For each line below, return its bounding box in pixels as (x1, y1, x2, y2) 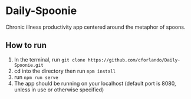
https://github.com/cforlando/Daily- (87, 57, 180, 63)
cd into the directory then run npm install (14, 67, 116, 74)
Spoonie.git (14, 62, 44, 68)
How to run (5, 40, 47, 50)
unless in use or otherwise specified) (14, 86, 104, 93)
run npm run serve (14, 73, 58, 80)
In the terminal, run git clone (14, 56, 86, 63)
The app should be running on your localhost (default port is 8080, (14, 80, 176, 87)
